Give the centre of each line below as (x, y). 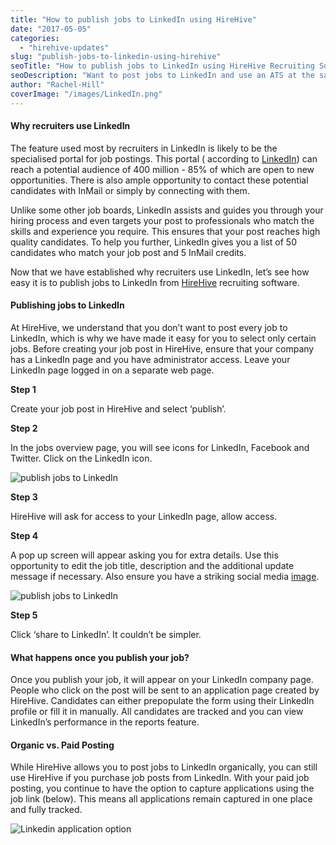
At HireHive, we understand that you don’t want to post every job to (149, 328)
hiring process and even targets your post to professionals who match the (162, 220)
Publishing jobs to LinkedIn (67, 305)
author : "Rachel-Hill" (57, 85)
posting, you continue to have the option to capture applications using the (162, 788)
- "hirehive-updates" (64, 47)
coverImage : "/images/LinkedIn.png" (86, 94)
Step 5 (24, 615)
